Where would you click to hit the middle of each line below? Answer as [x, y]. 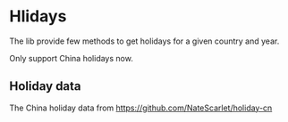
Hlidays [38, 16]
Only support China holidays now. [72, 58]
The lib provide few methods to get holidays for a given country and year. [144, 41]
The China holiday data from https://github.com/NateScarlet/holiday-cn [141, 108]
